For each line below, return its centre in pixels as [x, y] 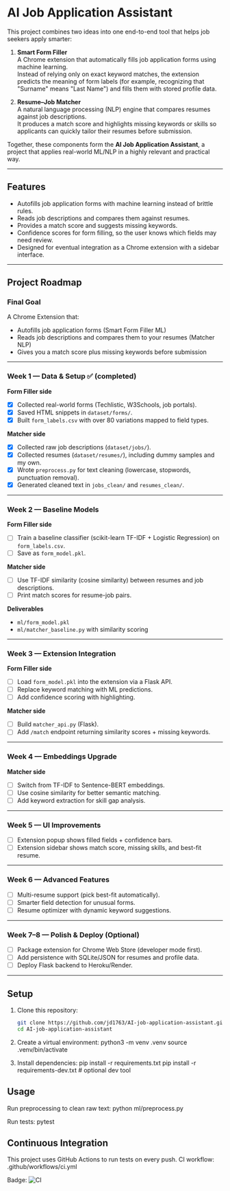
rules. [25, 211]
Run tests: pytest [31, 1121]
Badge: [17, 1180]
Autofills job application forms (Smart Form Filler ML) [91, 330]
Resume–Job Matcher [49, 102]
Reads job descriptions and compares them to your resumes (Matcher [116, 338]
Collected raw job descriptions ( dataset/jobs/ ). [84, 447]
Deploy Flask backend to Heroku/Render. [75, 965]
